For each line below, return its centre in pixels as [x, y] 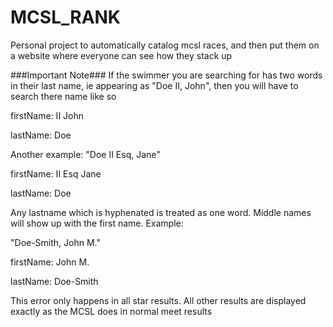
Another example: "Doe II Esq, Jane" [85, 154]
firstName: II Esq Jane [56, 173]
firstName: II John [47, 115]
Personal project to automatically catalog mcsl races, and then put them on [165, 45]
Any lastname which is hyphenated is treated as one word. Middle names [161, 212]
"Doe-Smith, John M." [56, 242]
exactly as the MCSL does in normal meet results [111, 311]
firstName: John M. [50, 262]
